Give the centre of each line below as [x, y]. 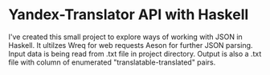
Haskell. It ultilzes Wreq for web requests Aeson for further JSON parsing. [131, 45]
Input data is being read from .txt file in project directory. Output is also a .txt [135, 53]
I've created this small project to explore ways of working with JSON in [125, 37]
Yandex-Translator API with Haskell [129, 15]
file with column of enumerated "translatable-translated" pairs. [112, 62]
